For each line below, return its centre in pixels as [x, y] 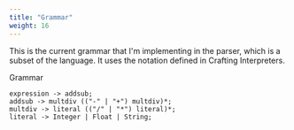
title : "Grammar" [41, 17]
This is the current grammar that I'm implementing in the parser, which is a [145, 50]
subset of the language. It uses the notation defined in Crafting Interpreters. [147, 60]
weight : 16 [29, 26]
